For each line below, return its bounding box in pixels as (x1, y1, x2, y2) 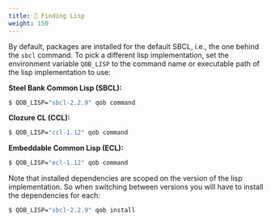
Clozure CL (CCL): (8, 113, 70, 123)
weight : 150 (8, 19, 49, 27)
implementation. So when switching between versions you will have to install (8, 182, 264, 192)
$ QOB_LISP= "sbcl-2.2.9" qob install (8, 207, 136, 215)
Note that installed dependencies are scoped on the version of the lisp (8, 174, 243, 183)
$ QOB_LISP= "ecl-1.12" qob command (8, 159, 129, 167)
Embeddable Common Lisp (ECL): (8, 143, 124, 153)
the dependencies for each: (8, 191, 101, 200)
